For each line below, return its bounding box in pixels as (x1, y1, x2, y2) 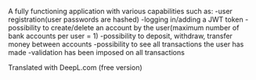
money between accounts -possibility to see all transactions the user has (8, 40, 244, 49)
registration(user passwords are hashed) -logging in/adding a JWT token (8, 15, 244, 24)
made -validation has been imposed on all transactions (8, 48, 186, 57)
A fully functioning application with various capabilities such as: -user (8, 7, 233, 16)
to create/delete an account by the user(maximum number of (42, 23, 240, 32)
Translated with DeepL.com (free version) (8, 63, 142, 72)
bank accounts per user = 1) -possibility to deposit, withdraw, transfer (8, 31, 233, 40)
